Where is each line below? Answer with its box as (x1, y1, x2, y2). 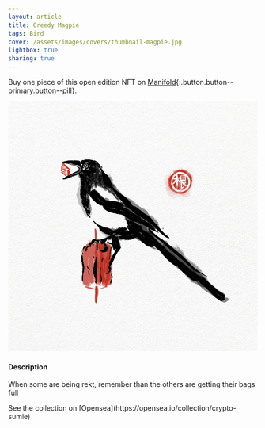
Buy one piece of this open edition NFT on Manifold (8, 78, 176, 86)
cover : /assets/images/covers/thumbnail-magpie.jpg (8, 38, 182, 46)
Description (8, 361, 48, 372)
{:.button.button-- (176, 78, 234, 86)
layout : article (8, 13, 62, 21)
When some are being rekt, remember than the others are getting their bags (8, 380, 256, 389)
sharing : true (8, 55, 55, 63)
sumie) (8, 412, 31, 422)
